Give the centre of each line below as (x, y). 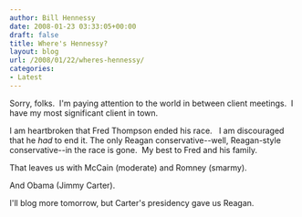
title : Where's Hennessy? (58, 43)
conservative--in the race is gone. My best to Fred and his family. (134, 150)
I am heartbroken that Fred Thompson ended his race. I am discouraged (147, 130)
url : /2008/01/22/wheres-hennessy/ (77, 60)
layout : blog (34, 52)
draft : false (34, 35)
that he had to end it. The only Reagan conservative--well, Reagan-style (145, 140)
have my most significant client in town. (84, 113)
